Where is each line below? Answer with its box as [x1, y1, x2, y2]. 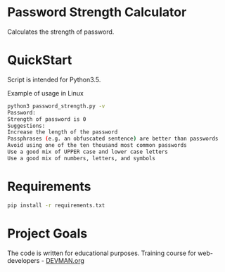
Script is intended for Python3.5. [7, 75, 101, 84]
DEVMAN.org [45, 256, 84, 264]
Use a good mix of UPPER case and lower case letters [7, 148, 169, 155]
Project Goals [7, 226, 88, 241]
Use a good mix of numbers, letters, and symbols [7, 155, 156, 162]
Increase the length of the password [7, 129, 118, 136]
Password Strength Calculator [7, 4, 187, 20]
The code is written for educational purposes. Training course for [7, 249, 197, 257]
